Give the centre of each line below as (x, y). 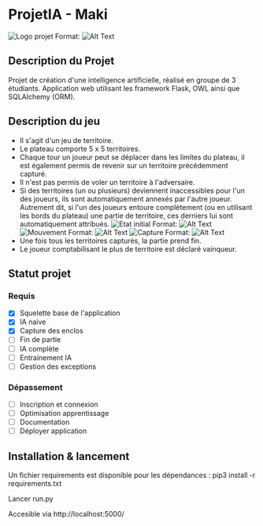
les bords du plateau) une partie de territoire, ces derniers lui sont (126, 215)
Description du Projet (61, 61)
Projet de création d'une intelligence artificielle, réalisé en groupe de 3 (122, 79)
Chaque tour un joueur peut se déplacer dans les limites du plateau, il (132, 157)
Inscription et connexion (59, 404)
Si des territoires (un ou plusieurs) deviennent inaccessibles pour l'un (132, 190)
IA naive (33, 322)
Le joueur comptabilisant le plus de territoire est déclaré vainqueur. (128, 248)
